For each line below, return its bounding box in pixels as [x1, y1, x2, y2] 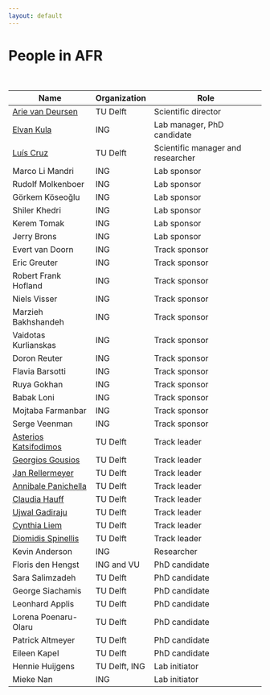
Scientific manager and [153, 142, 242, 153]
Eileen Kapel [12, 647, 59, 659]
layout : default [8, 11, 63, 20]
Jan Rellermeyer [12, 467, 74, 478]
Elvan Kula [12, 124, 52, 135]
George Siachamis [12, 585, 82, 596]
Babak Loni [12, 391, 55, 403]
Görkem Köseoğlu [12, 191, 80, 202]
